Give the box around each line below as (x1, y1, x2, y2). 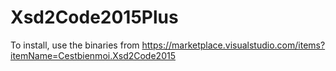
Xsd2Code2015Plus (10, 6, 179, 29)
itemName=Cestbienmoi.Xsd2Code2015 (10, 49, 176, 61)
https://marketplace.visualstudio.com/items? (141, 39, 326, 51)
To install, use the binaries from (10, 39, 140, 51)
